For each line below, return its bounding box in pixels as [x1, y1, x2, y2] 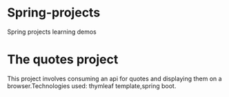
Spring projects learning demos [7, 28, 97, 36]
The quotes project [7, 52, 119, 67]
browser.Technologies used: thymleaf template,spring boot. [7, 81, 177, 90]
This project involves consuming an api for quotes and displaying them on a [7, 74, 222, 83]
